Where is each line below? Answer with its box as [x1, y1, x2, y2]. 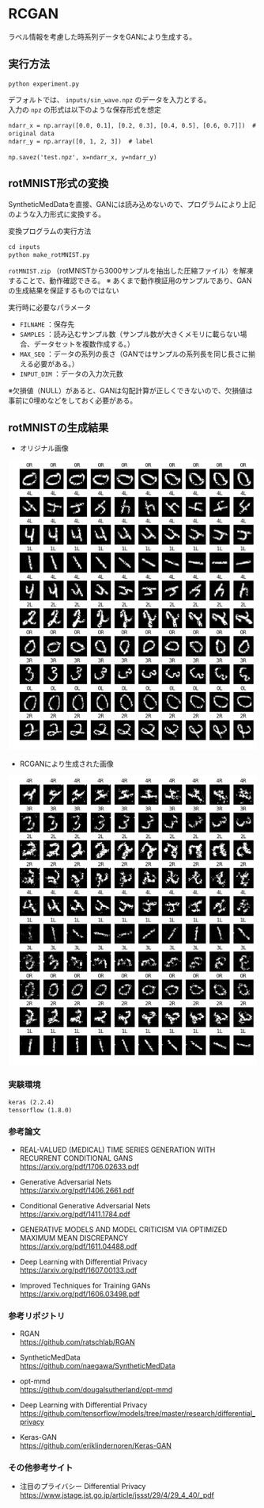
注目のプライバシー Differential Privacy [19, 1482, 146, 1491]
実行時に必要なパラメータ [8, 302, 92, 312]
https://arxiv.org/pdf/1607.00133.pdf [19, 1265, 138, 1275]
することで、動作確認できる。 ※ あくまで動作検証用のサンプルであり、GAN [8, 275, 252, 285]
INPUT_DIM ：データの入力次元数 [19, 369, 124, 378]
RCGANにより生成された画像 [19, 759, 115, 768]
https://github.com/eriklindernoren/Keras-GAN [19, 1441, 172, 1450]
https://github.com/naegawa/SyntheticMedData [19, 1361, 175, 1370]
